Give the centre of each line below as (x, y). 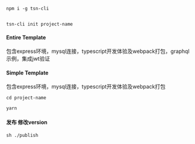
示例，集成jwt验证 (28, 59)
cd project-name (26, 98)
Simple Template (27, 73)
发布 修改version (27, 122)
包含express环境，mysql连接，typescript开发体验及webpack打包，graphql (98, 51)
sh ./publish (22, 135)
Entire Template (26, 37)
